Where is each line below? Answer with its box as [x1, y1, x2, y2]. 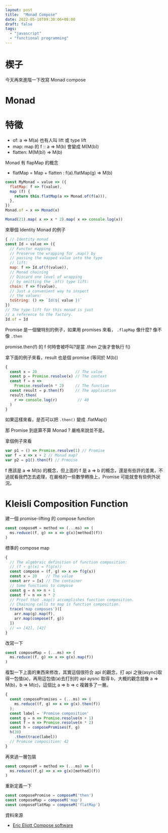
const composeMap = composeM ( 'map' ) [5, 798, 82, 803]
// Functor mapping [10, 246, 51, 251]
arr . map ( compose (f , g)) [14, 616, 65, 621]
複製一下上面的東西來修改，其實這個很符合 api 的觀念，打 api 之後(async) [5, 669, 158, 676]
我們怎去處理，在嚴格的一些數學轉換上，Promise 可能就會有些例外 [18, 474, 156, 480]
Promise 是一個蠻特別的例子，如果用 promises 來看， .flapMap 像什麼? [5, 326, 152, 332]
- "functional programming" [10, 36, 69, 41]
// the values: [10, 293, 42, 299]
